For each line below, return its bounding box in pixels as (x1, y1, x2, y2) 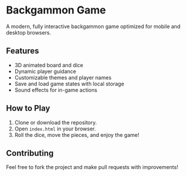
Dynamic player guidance (14, 68, 77, 75)
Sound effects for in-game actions (14, 86, 98, 94)
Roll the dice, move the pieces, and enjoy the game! (14, 131, 139, 138)
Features (6, 46, 39, 56)
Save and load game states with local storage (14, 80, 125, 87)
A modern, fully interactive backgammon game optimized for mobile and (6, 23, 181, 30)
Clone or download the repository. (14, 119, 98, 126)
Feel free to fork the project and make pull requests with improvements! (6, 164, 178, 171)
